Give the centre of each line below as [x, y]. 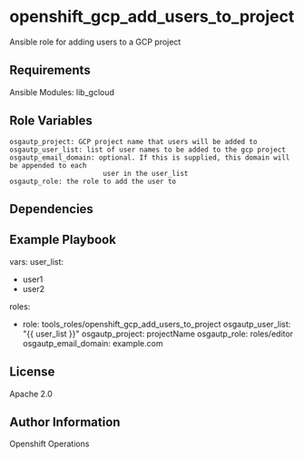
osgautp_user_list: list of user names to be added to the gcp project [147, 150]
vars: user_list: [37, 261]
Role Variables [51, 121]
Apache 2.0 [31, 394]
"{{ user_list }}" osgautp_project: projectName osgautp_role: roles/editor [157, 334]
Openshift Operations [49, 444]
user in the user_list [146, 173]
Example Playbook [63, 240]
